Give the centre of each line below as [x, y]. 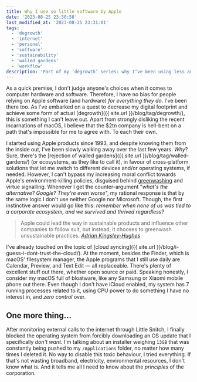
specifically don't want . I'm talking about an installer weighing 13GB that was [98, 342]
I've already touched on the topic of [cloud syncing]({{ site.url [81, 247]
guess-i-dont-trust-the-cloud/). [44, 253]
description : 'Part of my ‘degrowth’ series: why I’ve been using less [95, 72]
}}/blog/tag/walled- [166, 155]
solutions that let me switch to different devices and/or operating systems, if [98, 168]
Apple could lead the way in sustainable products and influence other [104, 223]
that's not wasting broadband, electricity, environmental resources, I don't [96, 361]
